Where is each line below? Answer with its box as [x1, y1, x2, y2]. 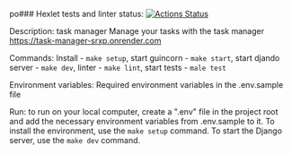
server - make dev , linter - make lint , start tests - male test [9, 63, 226, 73]
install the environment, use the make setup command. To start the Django [9, 125, 283, 136]
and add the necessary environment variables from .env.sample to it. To [9, 116, 276, 126]
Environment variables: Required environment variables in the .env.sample [9, 80, 284, 90]
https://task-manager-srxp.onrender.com [9, 36, 162, 46]
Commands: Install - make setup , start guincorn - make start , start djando [9, 53, 280, 63]
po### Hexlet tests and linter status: [9, 9, 144, 19]
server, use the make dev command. [9, 135, 141, 145]
